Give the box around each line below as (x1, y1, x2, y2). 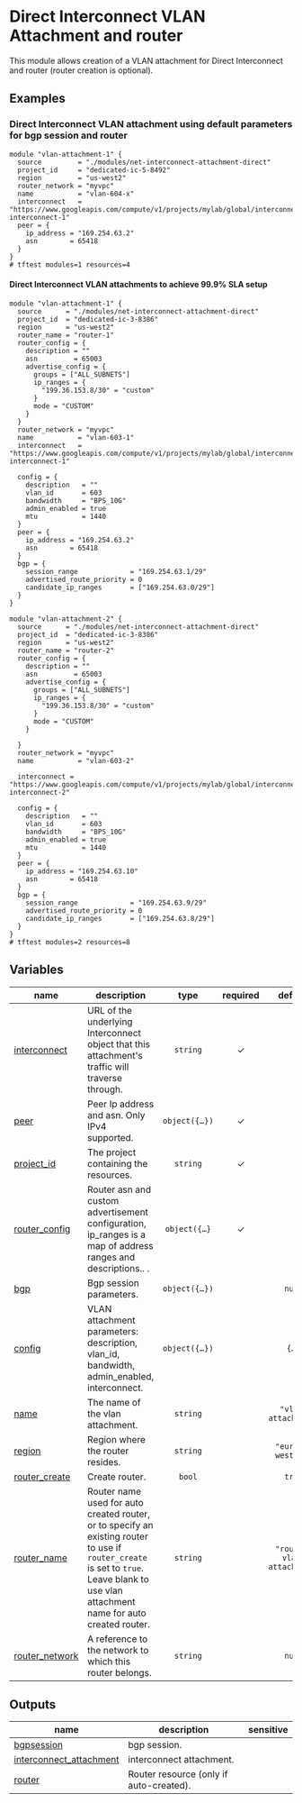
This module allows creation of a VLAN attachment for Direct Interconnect (9, 55, 283, 66)
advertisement (86, 1206, 148, 1218)
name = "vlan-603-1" (17, 433, 135, 442)
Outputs (9, 1697, 57, 1713)
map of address (86, 1239, 155, 1252)
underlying (86, 1015, 133, 1028)
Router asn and (86, 1183, 152, 1196)
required (222, 988, 260, 1001)
